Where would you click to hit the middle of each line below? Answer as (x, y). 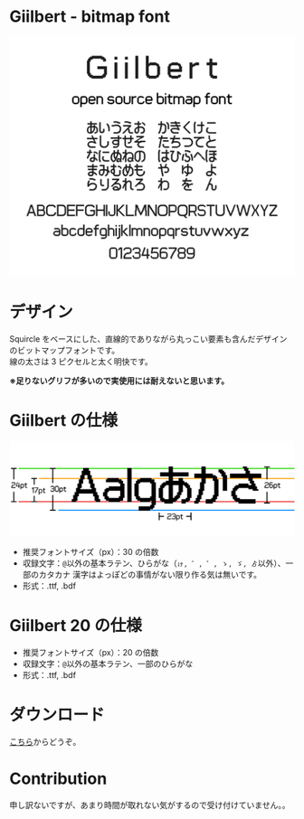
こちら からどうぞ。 (45, 741)
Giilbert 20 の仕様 (76, 626)
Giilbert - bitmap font (90, 17)
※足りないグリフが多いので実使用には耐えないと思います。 (119, 381)
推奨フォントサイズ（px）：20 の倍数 (90, 652)
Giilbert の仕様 (63, 421)
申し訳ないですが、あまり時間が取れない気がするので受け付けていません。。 (150, 805)
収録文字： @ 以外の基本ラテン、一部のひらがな (108, 664)
